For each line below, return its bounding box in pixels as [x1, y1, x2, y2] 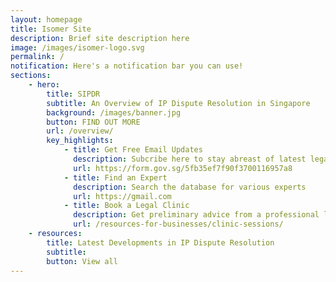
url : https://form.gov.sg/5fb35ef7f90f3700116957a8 [73, 163, 293, 173]
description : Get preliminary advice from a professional [73, 210, 320, 220]
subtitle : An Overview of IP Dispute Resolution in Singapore [46, 98, 311, 108]
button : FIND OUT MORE [46, 117, 141, 127]
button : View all [46, 256, 118, 266]
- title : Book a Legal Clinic [63, 201, 190, 211]
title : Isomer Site [10, 24, 92, 34]
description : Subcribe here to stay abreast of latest [73, 154, 307, 164]
